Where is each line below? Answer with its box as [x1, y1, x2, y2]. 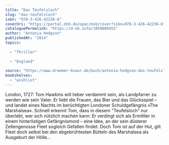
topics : [5, 40, 22, 45]
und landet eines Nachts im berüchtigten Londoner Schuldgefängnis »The [5, 102, 158, 108]
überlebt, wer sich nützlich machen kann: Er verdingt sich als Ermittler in [5, 113, 155, 119]
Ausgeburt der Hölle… [5, 134, 51, 140]
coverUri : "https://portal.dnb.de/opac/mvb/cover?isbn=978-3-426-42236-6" [5, 21, 165, 27]
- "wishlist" [10, 78, 37, 83]
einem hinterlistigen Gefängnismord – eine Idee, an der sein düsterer [5, 118, 147, 124]
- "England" [10, 59, 35, 64]
